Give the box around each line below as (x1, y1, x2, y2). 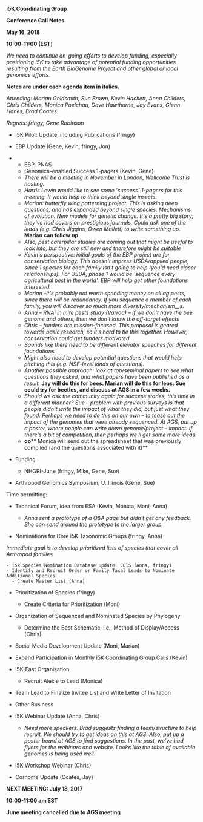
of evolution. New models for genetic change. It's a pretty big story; (24, 212, 194, 220)
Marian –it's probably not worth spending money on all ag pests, (24, 290, 186, 297)
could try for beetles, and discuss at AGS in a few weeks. (24, 386, 171, 393)
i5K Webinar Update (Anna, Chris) (15, 712, 100, 720)
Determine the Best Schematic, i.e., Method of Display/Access (24, 624, 180, 631)
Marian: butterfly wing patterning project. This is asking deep (24, 200, 178, 206)
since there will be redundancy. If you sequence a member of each (24, 296, 192, 303)
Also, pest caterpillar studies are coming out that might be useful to (24, 238, 193, 245)
